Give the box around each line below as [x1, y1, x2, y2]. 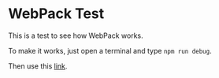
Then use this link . [8, 61, 68, 71]
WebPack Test [8, 5, 105, 23]
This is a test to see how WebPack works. [8, 31, 143, 40]
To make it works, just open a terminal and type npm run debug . [8, 46, 212, 55]
